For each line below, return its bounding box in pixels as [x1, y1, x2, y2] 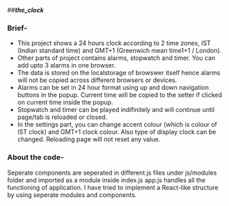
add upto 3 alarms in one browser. [17, 61, 116, 70]
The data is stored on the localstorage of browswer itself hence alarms [17, 69, 221, 77]
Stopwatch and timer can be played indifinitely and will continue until [17, 106, 215, 114]
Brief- [7, 23, 28, 33]
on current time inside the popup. [17, 98, 113, 106]
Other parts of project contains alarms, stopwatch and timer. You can [17, 54, 216, 62]
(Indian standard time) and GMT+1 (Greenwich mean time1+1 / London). [17, 47, 222, 55]
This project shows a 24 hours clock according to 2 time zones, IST [17, 39, 211, 47]
